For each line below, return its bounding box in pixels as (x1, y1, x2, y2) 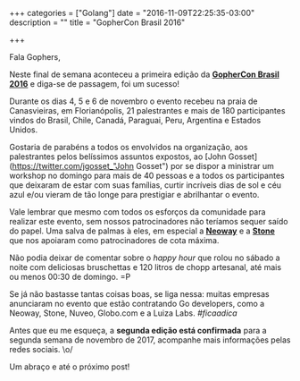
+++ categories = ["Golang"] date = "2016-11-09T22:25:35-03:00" (9, 8, 255, 18)
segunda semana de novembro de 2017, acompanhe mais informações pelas (9, 334, 291, 345)
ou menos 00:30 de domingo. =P (9, 272, 131, 282)
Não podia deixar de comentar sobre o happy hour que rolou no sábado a (9, 252, 280, 263)
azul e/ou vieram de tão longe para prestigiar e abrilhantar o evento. (9, 190, 260, 199)
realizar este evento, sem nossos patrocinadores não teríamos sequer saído (9, 216, 288, 226)
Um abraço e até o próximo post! (9, 361, 130, 372)
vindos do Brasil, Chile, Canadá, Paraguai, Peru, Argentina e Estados (9, 115, 262, 125)
